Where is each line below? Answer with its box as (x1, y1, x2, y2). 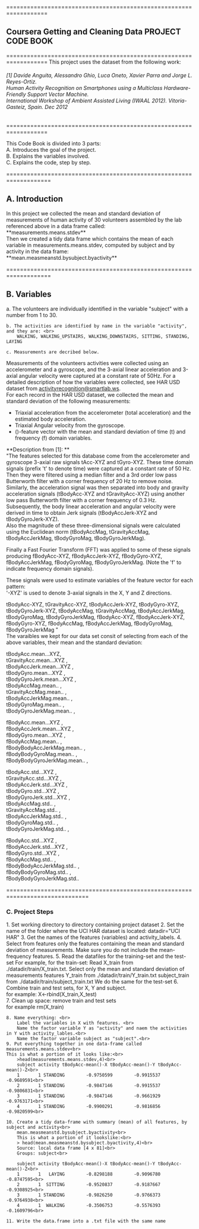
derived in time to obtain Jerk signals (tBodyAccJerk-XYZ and (6, 509, 157, 516)
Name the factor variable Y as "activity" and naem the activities (17, 1025, 187, 1031)
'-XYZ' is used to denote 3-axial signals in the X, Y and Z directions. (6, 589, 172, 596)
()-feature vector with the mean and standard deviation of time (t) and (14, 428, 186, 435)
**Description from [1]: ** (6, 446, 70, 453)
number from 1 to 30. (6, 311, 58, 319)
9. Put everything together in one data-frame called (6, 1041, 143, 1047)
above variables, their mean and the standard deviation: (6, 639, 143, 646)
